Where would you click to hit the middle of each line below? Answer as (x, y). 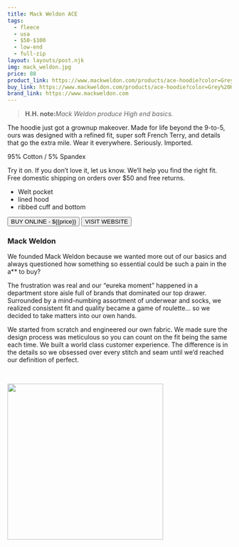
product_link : (28, 80)
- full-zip (30, 54)
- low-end (28, 47)
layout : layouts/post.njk (46, 61)
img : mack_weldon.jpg (39, 67)
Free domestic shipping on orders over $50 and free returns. (96, 178)
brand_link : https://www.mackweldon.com (68, 93)
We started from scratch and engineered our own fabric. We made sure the (117, 329)
